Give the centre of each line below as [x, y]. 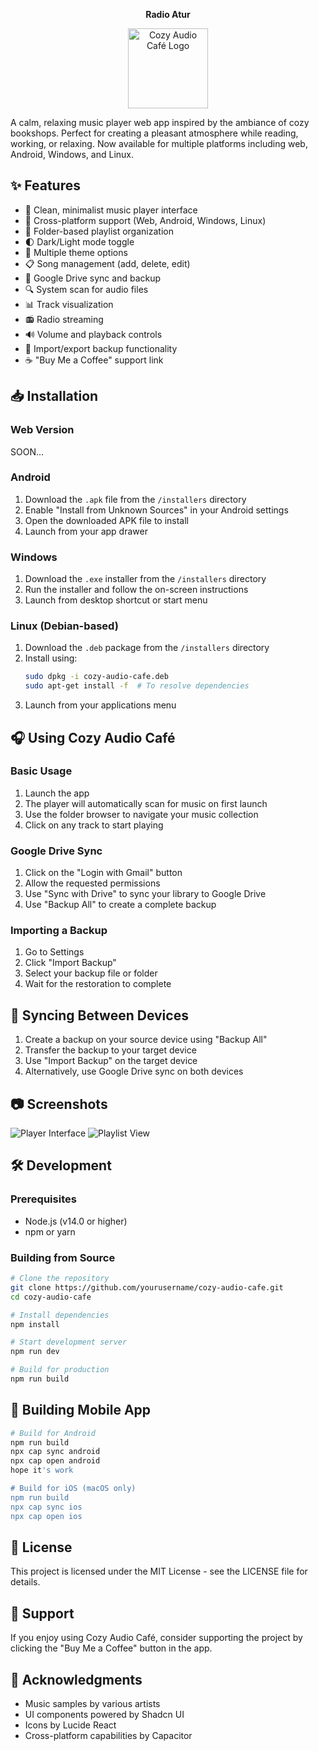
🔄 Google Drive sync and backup [93, 278]
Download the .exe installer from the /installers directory [145, 579]
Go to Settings [54, 952]
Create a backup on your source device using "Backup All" [146, 1040]
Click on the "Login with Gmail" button [103, 873]
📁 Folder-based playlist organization [99, 231]
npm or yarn [50, 1231]
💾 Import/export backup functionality [101, 348]
